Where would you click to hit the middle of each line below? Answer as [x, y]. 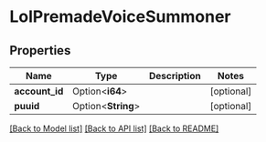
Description [175, 76]
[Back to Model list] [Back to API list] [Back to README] [114, 128]
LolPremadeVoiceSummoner [120, 17]
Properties [40, 51]
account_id [39, 91]
